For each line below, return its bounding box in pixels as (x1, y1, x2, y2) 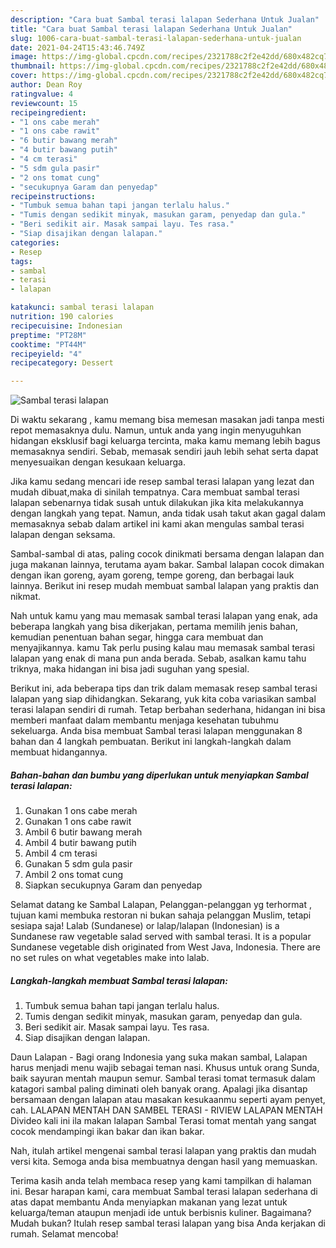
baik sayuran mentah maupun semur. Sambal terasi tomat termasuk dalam (10, 1072, 316, 1085)
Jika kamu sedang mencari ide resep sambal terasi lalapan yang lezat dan (10, 476, 315, 488)
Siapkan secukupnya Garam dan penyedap (24, 879, 203, 891)
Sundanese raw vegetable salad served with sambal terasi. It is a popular (10, 931, 312, 943)
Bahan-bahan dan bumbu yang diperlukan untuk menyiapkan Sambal (10, 769, 309, 781)
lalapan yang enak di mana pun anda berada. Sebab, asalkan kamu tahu (10, 652, 307, 665)
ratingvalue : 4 (10, 89, 74, 99)
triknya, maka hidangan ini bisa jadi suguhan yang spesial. (10, 663, 250, 675)
